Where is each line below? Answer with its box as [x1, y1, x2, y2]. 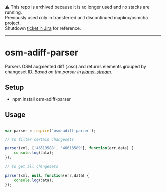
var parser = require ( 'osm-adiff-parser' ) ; [5, 128, 96, 133]
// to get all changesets [5, 164, 58, 169]
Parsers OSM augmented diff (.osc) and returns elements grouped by [5, 63, 147, 69]
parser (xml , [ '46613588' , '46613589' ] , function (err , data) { [5, 146, 134, 151]
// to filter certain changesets [5, 137, 74, 142]
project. [5, 20, 21, 26]
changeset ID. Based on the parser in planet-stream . [5, 69, 113, 75]
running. [5, 9, 22, 15]
